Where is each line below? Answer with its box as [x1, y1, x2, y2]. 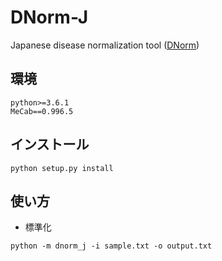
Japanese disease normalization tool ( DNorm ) [10, 39, 200, 51]
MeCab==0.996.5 [10, 106, 74, 116]
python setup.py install [10, 163, 114, 173]
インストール [10, 136, 90, 153]
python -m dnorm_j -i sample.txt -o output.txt [10, 241, 213, 251]
